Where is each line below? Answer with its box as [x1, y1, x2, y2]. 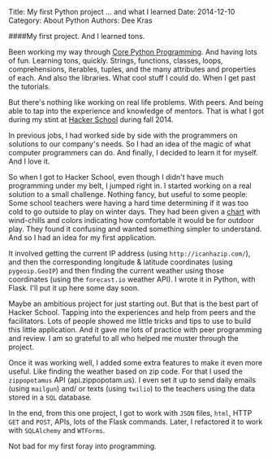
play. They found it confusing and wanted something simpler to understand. [8, 224, 262, 234]
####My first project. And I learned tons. [8, 32, 145, 41]
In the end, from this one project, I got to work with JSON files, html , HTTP [8, 409, 253, 417]
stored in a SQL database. [8, 392, 92, 402]
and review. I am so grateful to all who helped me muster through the [8, 334, 239, 343]
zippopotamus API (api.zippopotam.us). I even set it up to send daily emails [8, 375, 257, 385]
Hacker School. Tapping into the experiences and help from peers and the [8, 308, 256, 317]
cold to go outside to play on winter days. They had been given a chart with [8, 207, 261, 216]
